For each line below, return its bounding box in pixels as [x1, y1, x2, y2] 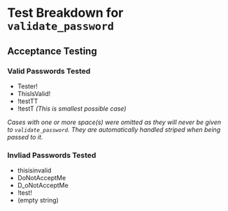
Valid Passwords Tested [7, 66, 91, 76]
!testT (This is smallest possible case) [17, 104, 127, 113]
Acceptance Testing [7, 45, 97, 57]
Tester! [17, 82, 38, 90]
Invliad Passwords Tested [7, 150, 97, 160]
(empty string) [17, 196, 59, 205]
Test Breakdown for [7, 5, 124, 21]
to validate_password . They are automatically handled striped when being [7, 125, 221, 134]
